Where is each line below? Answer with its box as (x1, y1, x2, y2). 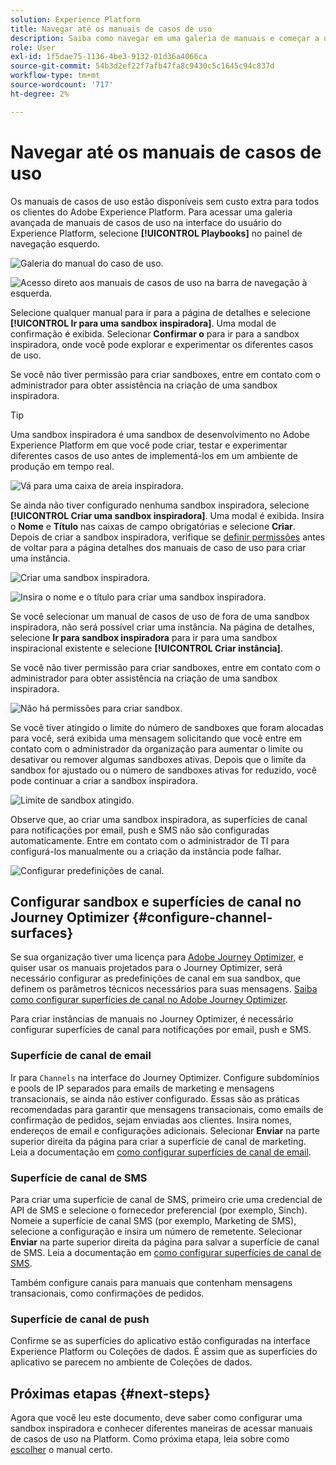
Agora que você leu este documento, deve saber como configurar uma (10, 1412, 303, 1424)
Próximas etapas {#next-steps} (10, 1385, 211, 1402)
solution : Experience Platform (10, 14, 141, 25)
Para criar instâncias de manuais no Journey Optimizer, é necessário (10, 1013, 294, 1025)
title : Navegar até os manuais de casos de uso (10, 24, 213, 34)
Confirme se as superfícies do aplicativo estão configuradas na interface (10, 1335, 311, 1347)
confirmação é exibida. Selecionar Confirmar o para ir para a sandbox (10, 327, 300, 340)
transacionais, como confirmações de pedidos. (10, 1287, 205, 1299)
